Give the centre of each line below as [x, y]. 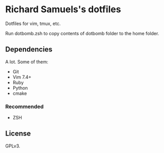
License [18, 134]
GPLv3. [13, 146]
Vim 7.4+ [22, 77]
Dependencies [29, 49]
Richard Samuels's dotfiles [63, 9]
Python [20, 88]
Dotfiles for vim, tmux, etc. [33, 23]
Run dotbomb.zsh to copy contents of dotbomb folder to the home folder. [82, 33]
